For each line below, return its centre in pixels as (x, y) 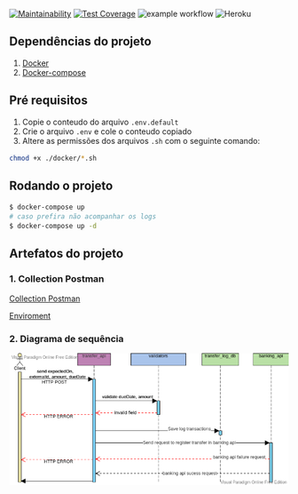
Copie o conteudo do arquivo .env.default (100, 122)
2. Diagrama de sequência (67, 339)
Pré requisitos (49, 101)
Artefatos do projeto (67, 254)
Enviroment (30, 315)
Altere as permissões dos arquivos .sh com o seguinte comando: (141, 140)
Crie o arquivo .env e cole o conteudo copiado (107, 131)
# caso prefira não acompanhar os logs (83, 217)
